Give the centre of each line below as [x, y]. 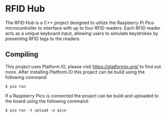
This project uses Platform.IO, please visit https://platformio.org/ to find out [83, 66]
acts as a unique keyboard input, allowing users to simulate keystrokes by [82, 33]
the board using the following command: [47, 101]
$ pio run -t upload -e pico [36, 110]
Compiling [22, 54]
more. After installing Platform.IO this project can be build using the [75, 72]
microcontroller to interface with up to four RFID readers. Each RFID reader [83, 28]
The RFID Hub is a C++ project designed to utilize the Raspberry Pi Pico [80, 23]
